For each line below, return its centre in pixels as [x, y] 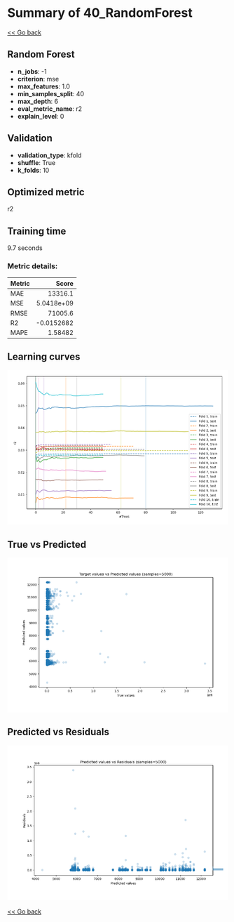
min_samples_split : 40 [51, 93]
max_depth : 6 [38, 101]
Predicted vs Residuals [58, 732]
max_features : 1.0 [43, 86]
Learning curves [44, 357]
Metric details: [33, 266]
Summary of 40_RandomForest [100, 13]
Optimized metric [46, 192]
